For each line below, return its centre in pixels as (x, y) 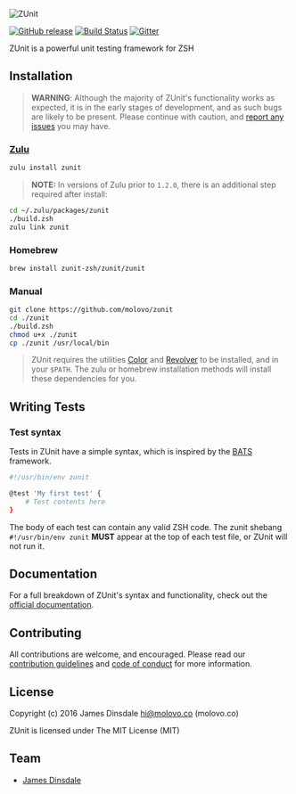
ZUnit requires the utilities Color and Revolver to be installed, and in (155, 360)
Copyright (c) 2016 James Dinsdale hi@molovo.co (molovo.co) (124, 714)
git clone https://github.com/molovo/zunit (91, 310)
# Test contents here (65, 502)
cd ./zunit (29, 318)
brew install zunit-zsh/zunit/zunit (77, 268)
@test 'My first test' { (55, 494)
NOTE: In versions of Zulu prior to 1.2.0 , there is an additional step (153, 184)
